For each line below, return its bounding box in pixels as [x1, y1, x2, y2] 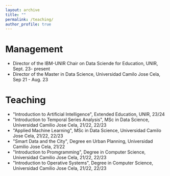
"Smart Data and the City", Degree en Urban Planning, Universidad [12, 138, 153, 144]
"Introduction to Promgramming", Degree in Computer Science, [12, 149, 146, 155]
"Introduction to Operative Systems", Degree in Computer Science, [12, 160, 153, 166]
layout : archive [5, 7, 40, 13]
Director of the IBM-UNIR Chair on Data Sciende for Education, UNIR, [12, 61, 158, 67]
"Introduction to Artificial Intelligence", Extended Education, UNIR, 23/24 [12, 111, 165, 118]
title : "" [5, 12, 27, 17]
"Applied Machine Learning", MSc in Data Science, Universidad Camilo [12, 128, 162, 134]
